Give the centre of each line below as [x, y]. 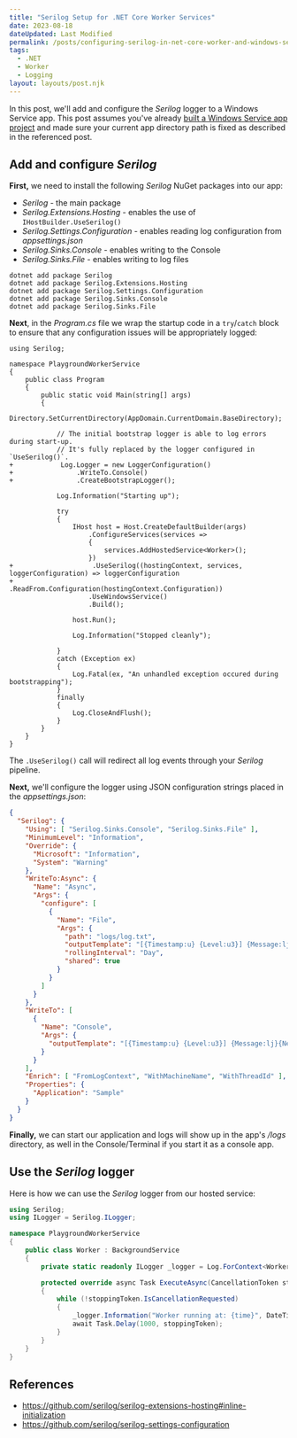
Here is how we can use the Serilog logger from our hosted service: [133, 1193]
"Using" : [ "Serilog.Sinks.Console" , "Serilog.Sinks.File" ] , [142, 829]
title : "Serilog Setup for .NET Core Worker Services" [112, 17]
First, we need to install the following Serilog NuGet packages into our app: [146, 186]
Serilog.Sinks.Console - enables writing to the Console [121, 250]
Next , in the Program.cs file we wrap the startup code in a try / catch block [144, 323]
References [42, 1384]
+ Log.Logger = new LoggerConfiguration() [110, 465]
